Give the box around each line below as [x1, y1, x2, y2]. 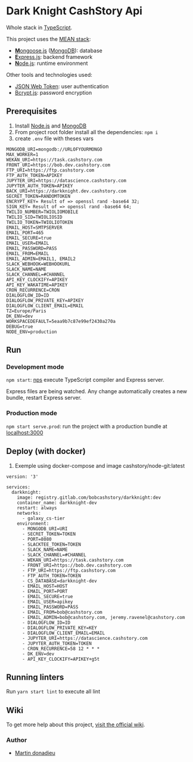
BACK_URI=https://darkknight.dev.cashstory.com [6, 188, 127, 194]
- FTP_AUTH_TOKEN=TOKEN [21, 573, 82, 579]
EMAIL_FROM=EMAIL [6, 250, 49, 257]
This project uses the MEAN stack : [6, 35, 91, 42]
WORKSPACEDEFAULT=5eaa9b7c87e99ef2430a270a [6, 318, 116, 324]
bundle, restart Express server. [6, 394, 82, 402]
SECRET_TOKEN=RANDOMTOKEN [6, 193, 70, 199]
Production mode [6, 409, 58, 418]
